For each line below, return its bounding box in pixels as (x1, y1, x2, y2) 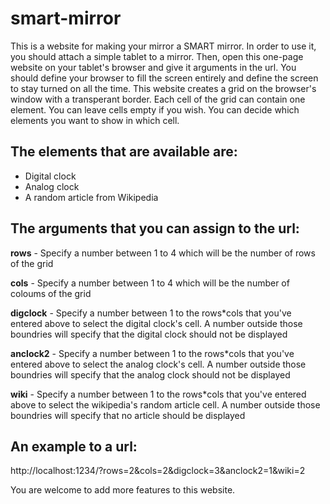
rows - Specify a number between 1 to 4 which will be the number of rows (10, 247, 316, 259)
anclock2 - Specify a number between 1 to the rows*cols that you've (10, 347, 295, 359)
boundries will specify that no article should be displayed (10, 409, 246, 421)
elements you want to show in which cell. (10, 114, 180, 126)
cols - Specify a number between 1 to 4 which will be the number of (10, 277, 290, 289)
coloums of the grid (10, 287, 92, 299)
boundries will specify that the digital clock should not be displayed (10, 328, 288, 340)
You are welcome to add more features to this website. (10, 484, 236, 496)
